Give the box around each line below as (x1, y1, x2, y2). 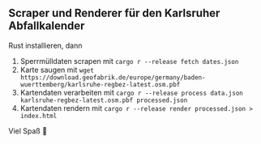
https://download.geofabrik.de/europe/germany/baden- (19, 73, 206, 82)
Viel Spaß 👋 (8, 125, 47, 136)
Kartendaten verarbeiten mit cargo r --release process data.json (19, 87, 243, 97)
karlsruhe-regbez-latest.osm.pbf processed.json (19, 96, 188, 104)
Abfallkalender (8, 19, 85, 33)
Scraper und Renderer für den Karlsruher (8, 6, 220, 20)
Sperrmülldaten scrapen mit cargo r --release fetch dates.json (19, 56, 239, 66)
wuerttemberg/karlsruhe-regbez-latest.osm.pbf (19, 80, 181, 88)
